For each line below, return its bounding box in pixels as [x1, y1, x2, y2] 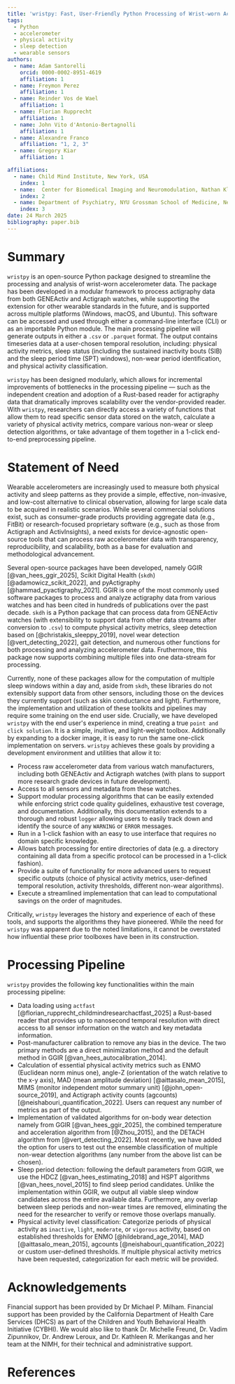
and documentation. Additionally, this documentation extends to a [17, 806, 208, 815]
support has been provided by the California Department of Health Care [7, 1310, 214, 1318]
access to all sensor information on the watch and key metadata [17, 1023, 202, 1032]
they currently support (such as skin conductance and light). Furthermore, [7, 696, 221, 705]
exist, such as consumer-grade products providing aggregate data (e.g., [7, 512, 215, 521]
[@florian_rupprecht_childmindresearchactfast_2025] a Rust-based [17, 1009, 212, 1017]
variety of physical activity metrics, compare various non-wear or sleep [7, 420, 213, 428]
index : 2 [20, 192, 45, 200]
